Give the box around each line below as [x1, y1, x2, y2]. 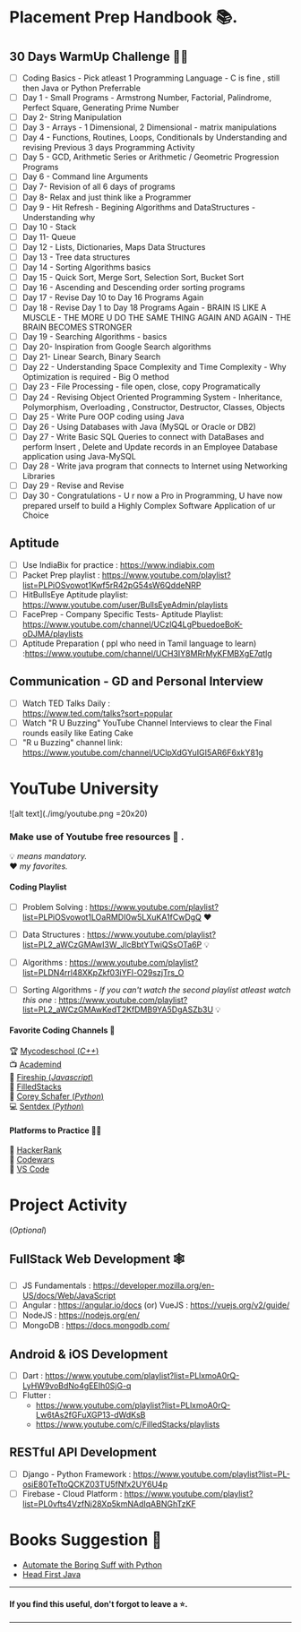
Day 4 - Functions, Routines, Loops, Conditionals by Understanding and [21, 132, 288, 143]
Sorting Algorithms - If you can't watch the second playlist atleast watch [21, 984, 291, 995]
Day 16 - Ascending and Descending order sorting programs [21, 282, 245, 292]
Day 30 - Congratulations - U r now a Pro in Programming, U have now [21, 490, 283, 501]
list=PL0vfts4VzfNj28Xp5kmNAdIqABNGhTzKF [21, 1499, 197, 1509]
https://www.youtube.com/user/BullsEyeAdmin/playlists [21, 599, 228, 610]
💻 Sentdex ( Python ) [9, 1101, 84, 1112]
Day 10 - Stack [21, 221, 77, 232]
